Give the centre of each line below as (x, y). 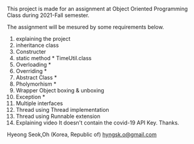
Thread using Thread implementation (62, 110)
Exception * (30, 97)
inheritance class (37, 45)
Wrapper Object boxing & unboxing (60, 90)
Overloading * (33, 64)
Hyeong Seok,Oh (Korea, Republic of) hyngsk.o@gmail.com (82, 134)
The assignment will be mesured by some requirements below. (85, 27)
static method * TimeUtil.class (54, 58)
